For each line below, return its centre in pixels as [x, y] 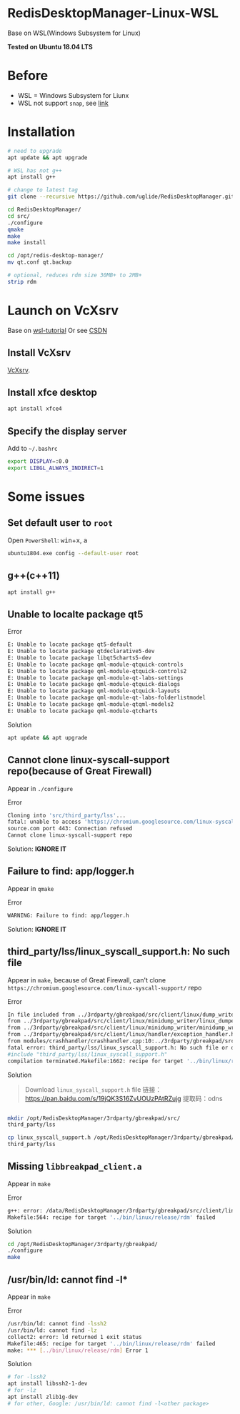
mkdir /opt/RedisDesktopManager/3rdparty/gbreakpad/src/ [94, 1118]
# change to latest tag [43, 190]
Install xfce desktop [52, 392]
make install [27, 243]
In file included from [41, 1015]
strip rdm [22, 282]
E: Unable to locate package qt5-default [70, 644]
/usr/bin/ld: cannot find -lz [52, 1330]
